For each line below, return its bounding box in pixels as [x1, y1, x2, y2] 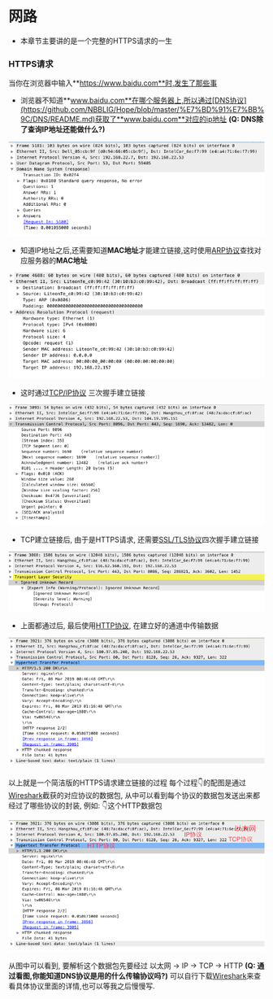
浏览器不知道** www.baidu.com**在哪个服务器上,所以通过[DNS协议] [19, 95, 247, 106]
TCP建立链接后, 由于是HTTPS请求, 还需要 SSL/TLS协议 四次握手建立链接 [19, 534, 259, 544]
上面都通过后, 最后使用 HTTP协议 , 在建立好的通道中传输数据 [19, 620, 219, 630]
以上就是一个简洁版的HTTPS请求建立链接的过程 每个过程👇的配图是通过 [8, 778, 246, 787]
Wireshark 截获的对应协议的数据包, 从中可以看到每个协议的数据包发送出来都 [8, 791, 261, 801]
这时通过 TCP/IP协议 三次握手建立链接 [19, 387, 146, 397]
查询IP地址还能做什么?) [27, 124, 106, 134]
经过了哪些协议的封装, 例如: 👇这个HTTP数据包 [8, 801, 162, 810]
